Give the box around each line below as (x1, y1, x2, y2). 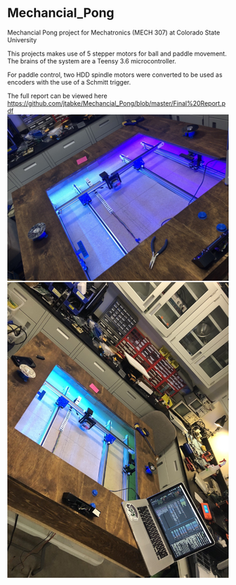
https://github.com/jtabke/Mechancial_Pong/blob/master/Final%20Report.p (7, 99, 226, 107)
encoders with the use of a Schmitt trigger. (7, 77, 131, 86)
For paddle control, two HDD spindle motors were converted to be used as (7, 70, 223, 79)
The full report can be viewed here (7, 92, 107, 100)
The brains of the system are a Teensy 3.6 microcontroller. (7, 56, 177, 65)
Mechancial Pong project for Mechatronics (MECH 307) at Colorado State (7, 28, 221, 37)
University (7, 35, 37, 44)
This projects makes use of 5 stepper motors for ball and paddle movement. (7, 49, 227, 58)
